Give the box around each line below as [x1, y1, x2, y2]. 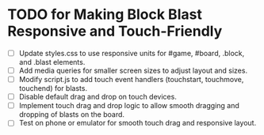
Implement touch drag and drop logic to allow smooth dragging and [18, 101, 239, 111]
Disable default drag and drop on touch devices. [18, 92, 178, 102]
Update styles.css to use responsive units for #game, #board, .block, [18, 48, 245, 58]
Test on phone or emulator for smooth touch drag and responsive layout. [18, 118, 257, 128]
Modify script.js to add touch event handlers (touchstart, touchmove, [18, 75, 244, 84]
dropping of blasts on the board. [18, 110, 124, 119]
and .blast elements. [18, 58, 86, 66]
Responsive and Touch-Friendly [7, 22, 223, 40]
